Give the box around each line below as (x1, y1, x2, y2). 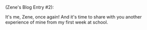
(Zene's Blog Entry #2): (5, 4, 54, 10)
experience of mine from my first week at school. (5, 19, 108, 25)
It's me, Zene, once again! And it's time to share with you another (5, 14, 142, 19)
